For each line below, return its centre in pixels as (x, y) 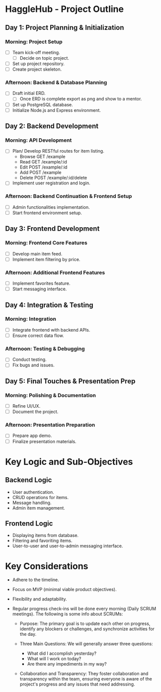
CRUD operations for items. (40, 497)
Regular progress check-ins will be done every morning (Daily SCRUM (84, 609)
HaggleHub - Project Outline (65, 9)
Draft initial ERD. (29, 93)
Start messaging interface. (40, 289)
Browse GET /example (42, 157)
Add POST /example (40, 173)
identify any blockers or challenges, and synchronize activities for (87, 629)
